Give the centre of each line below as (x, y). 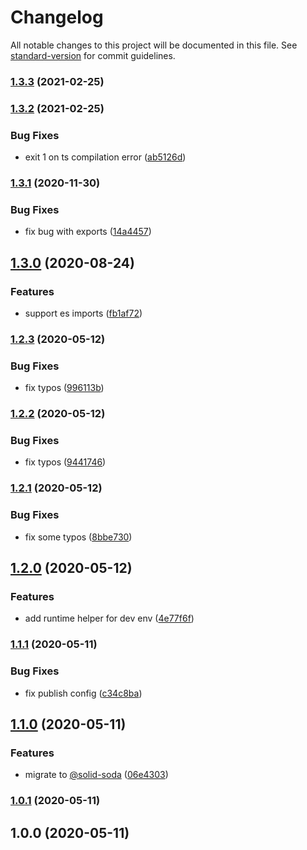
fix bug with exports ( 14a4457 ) (88, 232)
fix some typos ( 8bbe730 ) (78, 537)
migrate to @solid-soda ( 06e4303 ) (96, 775)
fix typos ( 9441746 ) (65, 462)
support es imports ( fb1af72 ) (83, 313)
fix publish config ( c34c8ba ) (83, 693)
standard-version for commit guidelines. (93, 55)
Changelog (57, 17)
